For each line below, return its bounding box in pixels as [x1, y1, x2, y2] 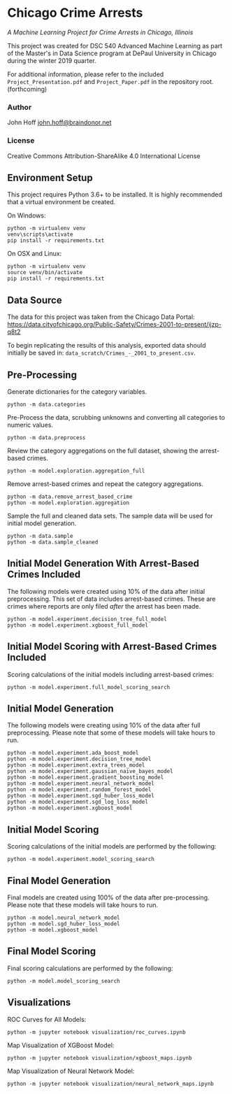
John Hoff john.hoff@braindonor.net [7, 118, 112, 127]
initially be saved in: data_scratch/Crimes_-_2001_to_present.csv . [7, 348, 196, 357]
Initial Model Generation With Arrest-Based [7, 557, 200, 569]
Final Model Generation [7, 874, 111, 886]
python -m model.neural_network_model [7, 914, 120, 921]
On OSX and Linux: [7, 250, 62, 258]
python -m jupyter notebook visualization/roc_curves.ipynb [7, 1028, 187, 1036]
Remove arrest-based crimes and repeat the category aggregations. [7, 479, 204, 488]
